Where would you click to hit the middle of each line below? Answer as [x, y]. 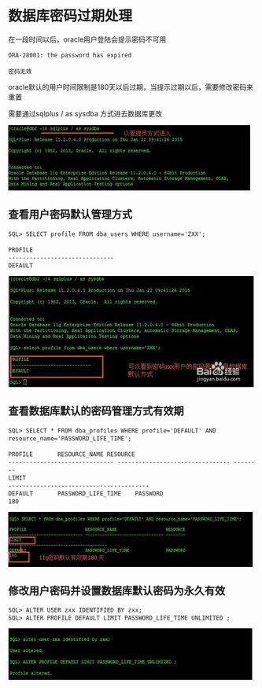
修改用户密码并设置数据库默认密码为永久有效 [117, 591]
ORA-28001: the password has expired [70, 55]
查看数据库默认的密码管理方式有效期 [96, 411]
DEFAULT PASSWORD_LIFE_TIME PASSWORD [86, 493]
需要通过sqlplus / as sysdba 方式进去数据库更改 [85, 113]
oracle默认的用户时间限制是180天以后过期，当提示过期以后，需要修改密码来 [131, 86]
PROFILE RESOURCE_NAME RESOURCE [72, 454]
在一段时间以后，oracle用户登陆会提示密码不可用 [87, 39]
